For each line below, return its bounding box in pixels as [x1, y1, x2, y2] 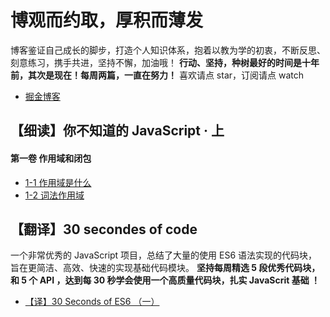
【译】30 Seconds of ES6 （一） [24, 296, 160, 308]
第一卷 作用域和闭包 [10, 152, 92, 164]
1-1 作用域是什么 [24, 176, 92, 188]
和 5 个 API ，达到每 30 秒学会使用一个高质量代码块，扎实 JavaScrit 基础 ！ [10, 274, 321, 286]
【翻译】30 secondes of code [10, 221, 198, 238]
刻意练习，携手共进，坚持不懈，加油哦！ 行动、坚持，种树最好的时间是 [10, 56, 302, 68]
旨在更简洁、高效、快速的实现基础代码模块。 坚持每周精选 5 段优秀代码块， [10, 262, 321, 274]
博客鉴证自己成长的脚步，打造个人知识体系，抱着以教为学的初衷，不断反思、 [10, 44, 326, 56]
